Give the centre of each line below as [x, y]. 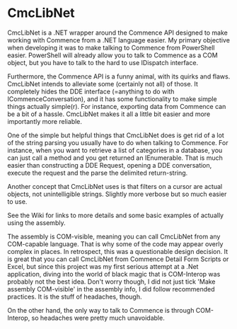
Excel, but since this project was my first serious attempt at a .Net [103, 266]
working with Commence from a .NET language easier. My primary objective [118, 40]
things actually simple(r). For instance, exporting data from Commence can [117, 106]
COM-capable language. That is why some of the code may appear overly [115, 244]
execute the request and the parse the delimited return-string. [98, 173]
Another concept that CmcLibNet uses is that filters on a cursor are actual [115, 186]
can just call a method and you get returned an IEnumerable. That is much [115, 158]
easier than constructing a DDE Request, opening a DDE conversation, [110, 165]
